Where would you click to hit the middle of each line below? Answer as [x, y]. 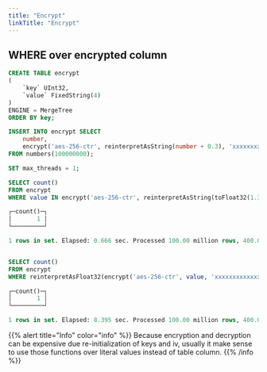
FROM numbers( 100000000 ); [51, 154]
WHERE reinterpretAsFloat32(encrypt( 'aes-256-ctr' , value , [108, 277]
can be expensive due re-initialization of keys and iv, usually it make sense [130, 344]
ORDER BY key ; [32, 117]
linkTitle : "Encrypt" [44, 23]
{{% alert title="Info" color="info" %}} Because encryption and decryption [130, 336]
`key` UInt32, [46, 88]
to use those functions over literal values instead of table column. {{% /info [131, 352]
